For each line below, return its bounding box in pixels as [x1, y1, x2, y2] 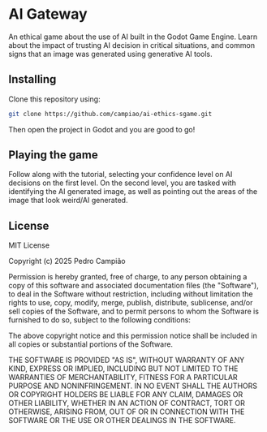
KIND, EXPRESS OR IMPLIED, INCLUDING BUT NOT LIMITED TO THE [8, 364, 239, 374]
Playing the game [8, 148, 99, 162]
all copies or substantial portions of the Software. [8, 339, 173, 349]
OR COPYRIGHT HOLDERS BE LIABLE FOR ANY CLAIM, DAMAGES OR [8, 390, 243, 400]
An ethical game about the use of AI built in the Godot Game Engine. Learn [8, 32, 258, 41]
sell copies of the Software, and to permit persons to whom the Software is [8, 306, 260, 317]
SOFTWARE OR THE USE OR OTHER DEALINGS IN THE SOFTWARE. [8, 416, 236, 426]
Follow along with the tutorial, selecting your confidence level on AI [8, 170, 233, 179]
